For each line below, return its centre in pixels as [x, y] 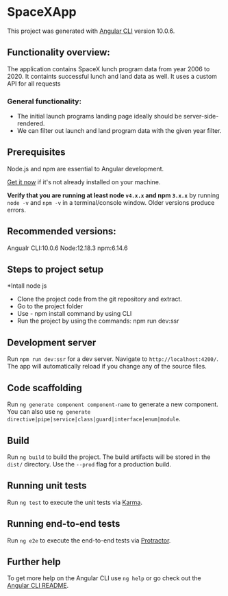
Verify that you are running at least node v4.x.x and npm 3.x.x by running [113, 195]
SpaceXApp [42, 12]
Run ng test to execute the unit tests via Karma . [75, 502]
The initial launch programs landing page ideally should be [100, 116]
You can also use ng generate [49, 412]
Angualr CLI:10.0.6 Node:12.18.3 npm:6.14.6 [67, 248]
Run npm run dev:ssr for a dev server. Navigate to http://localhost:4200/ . [113, 359]
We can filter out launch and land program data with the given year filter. [119, 131]
